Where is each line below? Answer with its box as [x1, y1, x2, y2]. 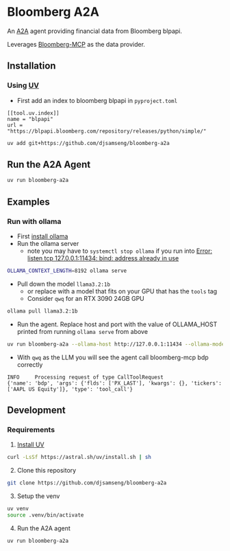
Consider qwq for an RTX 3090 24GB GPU [27, 294, 145, 302]
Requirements [7, 425, 55, 434]
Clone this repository [16, 466, 77, 475]
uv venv [7, 505, 29, 512]
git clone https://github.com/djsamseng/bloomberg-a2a [7, 480, 167, 486]
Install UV [16, 440, 44, 449]
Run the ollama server [16, 239, 79, 247]
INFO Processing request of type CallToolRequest [7, 374, 164, 381]
